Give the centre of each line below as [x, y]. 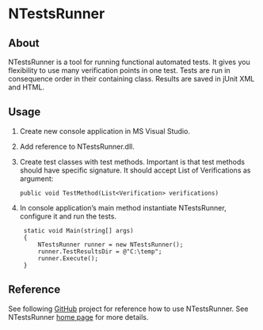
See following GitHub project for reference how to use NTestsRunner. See [128, 309]
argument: [36, 178]
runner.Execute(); [68, 258]
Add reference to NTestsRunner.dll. [77, 146]
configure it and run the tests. [68, 216]
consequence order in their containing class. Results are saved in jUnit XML [131, 79]
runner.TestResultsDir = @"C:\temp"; [100, 251]
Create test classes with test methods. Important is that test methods [132, 161]
